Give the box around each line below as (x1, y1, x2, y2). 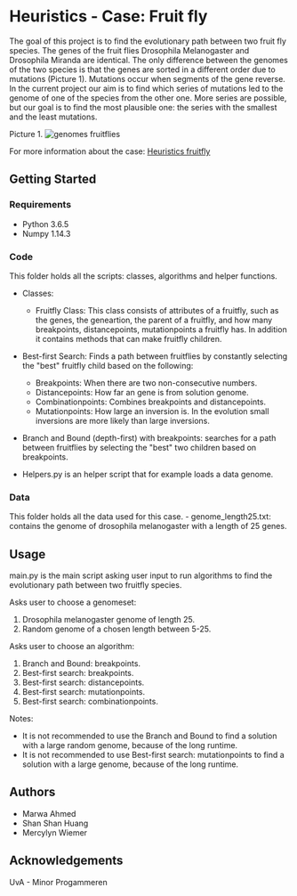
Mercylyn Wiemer (21, 827, 87, 838)
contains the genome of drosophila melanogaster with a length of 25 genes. (9, 521, 287, 532)
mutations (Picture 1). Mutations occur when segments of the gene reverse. (9, 73, 286, 84)
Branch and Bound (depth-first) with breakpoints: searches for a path (21, 432, 277, 443)
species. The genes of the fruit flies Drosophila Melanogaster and (9, 45, 250, 55)
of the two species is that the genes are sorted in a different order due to (9, 64, 276, 75)
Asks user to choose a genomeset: (9, 597, 137, 607)
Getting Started (9, 172, 97, 187)
